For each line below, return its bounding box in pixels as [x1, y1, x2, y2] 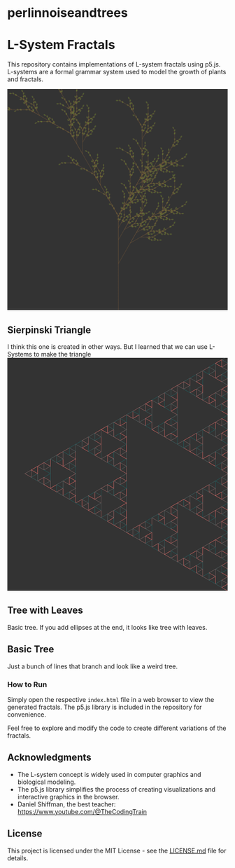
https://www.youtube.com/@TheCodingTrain [17, 807, 148, 815]
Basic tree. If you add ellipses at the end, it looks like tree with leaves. [7, 623, 208, 631]
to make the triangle [34, 350, 92, 358]
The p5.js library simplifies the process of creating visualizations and [17, 785, 215, 793]
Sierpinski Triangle [7, 324, 92, 336]
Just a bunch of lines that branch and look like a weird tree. [7, 662, 178, 670]
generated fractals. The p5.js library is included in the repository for [7, 703, 202, 711]
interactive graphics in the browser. [17, 792, 120, 801]
